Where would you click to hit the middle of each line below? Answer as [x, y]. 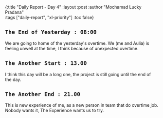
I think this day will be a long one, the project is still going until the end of [78, 74]
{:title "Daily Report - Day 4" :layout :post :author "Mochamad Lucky [73, 7]
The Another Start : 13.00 [46, 63]
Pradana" [15, 12]
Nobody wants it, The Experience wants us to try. [54, 110]
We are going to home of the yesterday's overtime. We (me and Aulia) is [77, 43]
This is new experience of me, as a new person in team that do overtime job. [81, 105]
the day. [13, 79]
